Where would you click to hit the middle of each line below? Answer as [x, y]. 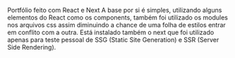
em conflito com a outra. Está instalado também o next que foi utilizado [111, 32]
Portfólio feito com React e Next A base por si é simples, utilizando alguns [115, 10]
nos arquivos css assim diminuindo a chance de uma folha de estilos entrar [116, 25]
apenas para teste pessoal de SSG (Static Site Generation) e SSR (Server [113, 40]
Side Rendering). [32, 47]
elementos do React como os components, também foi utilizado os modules [117, 17]
